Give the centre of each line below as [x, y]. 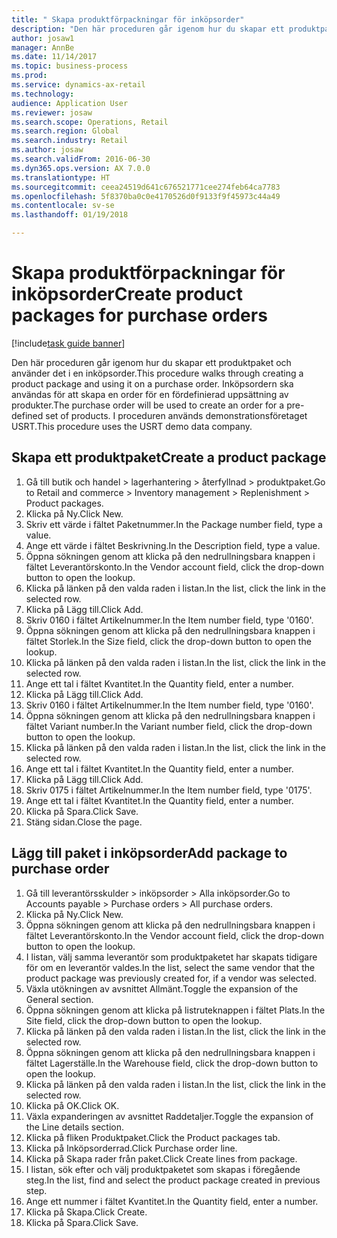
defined [27, 415]
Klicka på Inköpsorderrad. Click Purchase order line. [131, 1148]
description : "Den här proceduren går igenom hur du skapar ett [148, 29]
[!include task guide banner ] [68, 343]
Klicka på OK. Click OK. [72, 1105]
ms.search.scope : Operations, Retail [90, 122]
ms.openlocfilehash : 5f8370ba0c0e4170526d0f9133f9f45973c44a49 [146, 196]
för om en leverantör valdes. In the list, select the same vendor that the [170, 967]
